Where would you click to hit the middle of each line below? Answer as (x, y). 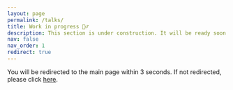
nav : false (23, 39)
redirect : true (29, 53)
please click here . (32, 79)
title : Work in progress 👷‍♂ (48, 26)
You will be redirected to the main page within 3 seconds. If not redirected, (114, 72)
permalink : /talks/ (36, 20)
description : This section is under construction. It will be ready (109, 33)
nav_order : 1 (26, 46)
